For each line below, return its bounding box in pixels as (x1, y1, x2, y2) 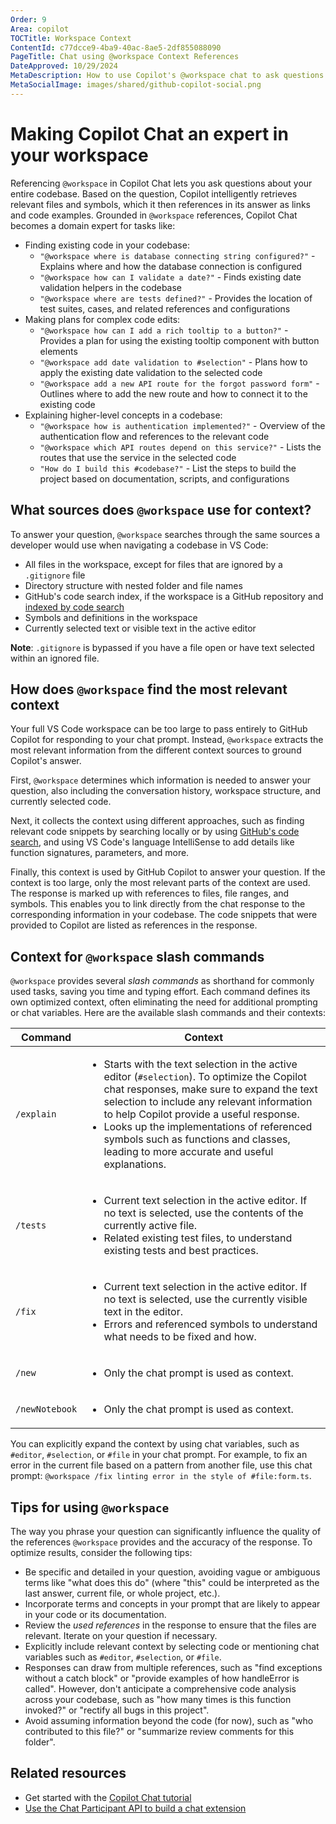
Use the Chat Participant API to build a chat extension (24, 1802, 247, 1814)
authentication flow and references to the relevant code (39, 430, 270, 442)
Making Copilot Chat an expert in (10, 122, 289, 145)
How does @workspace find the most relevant (10, 681, 288, 698)
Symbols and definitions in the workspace (24, 611, 198, 623)
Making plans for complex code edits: (24, 313, 181, 325)
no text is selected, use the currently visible (103, 1292, 308, 1306)
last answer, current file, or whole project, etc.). (24, 1587, 221, 1599)
